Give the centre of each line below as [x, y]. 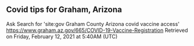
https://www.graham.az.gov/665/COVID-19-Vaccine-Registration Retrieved [97, 30]
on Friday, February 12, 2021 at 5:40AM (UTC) [62, 36]
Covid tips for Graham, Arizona [64, 10]
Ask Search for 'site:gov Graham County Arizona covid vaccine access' [93, 24]
